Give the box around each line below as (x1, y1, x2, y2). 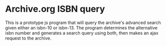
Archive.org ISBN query (5, 3, 105, 15)
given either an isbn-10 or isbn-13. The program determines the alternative (5, 24, 158, 30)
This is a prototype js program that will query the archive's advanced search (5, 20, 162, 25)
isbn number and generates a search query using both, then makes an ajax (5, 30, 159, 36)
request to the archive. (5, 35, 52, 41)
